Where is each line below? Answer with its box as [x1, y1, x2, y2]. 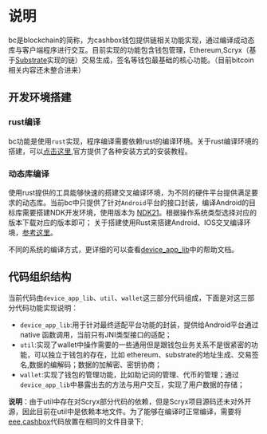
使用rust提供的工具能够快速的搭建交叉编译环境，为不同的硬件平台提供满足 [8, 187, 252, 197]
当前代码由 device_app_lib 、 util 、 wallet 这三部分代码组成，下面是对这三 [8, 293, 248, 302]
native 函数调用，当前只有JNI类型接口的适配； [19, 329, 172, 339]
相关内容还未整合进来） [8, 65, 85, 74]
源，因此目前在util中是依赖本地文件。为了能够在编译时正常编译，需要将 [8, 406, 241, 416]
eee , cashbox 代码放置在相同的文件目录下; [8, 416, 143, 426]
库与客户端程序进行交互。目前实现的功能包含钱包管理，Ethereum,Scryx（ [8, 45, 249, 54]
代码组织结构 [8, 270, 72, 284]
